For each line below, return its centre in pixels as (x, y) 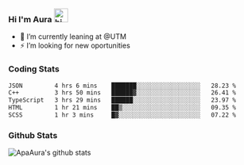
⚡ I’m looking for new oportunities (75, 46)
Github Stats (33, 135)
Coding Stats (34, 69)
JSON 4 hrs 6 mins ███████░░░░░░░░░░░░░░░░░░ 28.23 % (122, 86)
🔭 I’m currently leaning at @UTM (73, 36)
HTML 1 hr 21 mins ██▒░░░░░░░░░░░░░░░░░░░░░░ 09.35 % (122, 108)
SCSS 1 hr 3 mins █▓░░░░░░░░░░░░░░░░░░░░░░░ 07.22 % (122, 115)
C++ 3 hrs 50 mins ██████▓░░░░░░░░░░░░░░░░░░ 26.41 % (122, 93)
